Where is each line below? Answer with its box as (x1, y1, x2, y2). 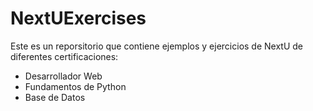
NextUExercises (10, 7, 147, 30)
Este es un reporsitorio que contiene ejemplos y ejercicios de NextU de (10, 40, 304, 52)
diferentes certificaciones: (10, 50, 119, 62)
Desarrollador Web (24, 70, 103, 82)
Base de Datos (24, 91, 86, 103)
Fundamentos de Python (24, 80, 127, 92)
